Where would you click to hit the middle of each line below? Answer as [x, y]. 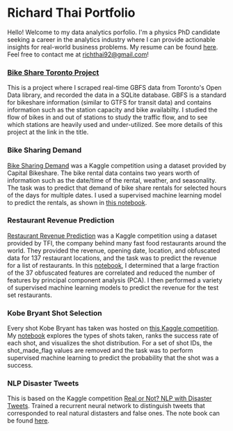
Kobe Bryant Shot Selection [55, 313]
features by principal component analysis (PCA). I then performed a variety [115, 280]
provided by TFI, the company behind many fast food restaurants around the [117, 243]
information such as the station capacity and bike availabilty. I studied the [112, 110]
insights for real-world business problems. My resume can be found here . [113, 47]
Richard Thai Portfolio [71, 13]
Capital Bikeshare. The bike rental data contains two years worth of [104, 173]
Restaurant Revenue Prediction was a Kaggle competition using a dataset [112, 236]
